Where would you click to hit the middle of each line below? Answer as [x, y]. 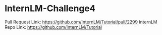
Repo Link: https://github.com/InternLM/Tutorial [53, 27]
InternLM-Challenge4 [50, 9]
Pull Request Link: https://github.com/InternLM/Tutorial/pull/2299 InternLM [81, 22]
